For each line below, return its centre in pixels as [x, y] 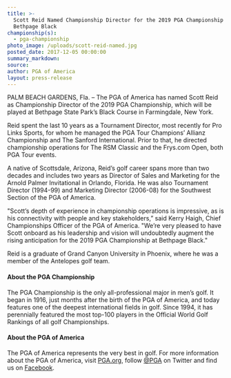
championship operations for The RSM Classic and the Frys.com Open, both [115, 148]
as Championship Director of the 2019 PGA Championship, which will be [110, 105]
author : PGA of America [41, 71]
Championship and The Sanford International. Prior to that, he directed [107, 140]
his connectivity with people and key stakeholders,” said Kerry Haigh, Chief [114, 218]
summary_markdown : [33, 59]
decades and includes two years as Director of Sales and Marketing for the [113, 176]
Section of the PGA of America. [52, 198]
